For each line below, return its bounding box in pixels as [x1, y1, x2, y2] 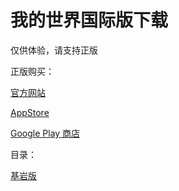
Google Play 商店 [10, 127, 81, 139]
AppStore [10, 106, 50, 118]
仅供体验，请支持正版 [10, 44, 98, 56]
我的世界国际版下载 [10, 9, 169, 32]
